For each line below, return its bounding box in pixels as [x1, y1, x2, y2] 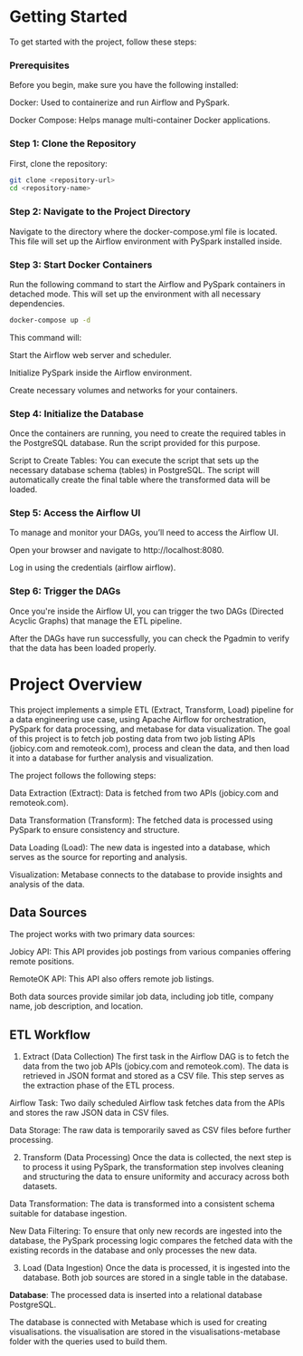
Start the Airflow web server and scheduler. [9, 349, 172, 360]
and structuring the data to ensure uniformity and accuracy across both [22, 1171, 289, 1182]
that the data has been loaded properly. [9, 642, 156, 654]
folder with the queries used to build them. [9, 1336, 167, 1347]
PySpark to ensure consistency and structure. [9, 824, 180, 835]
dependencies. [9, 297, 65, 309]
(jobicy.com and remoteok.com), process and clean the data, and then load [9, 742, 290, 753]
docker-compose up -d [9, 315, 91, 324]
